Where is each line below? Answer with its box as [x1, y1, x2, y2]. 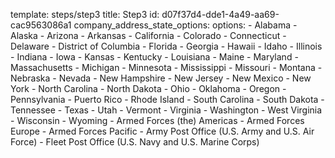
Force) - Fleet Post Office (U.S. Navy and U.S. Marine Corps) [10, 136, 260, 148]
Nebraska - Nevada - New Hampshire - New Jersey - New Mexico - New [10, 72, 312, 84]
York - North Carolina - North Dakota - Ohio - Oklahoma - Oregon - [10, 83, 287, 94]
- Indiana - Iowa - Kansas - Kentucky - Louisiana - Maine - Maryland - [10, 51, 299, 63]
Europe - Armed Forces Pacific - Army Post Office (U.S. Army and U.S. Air [10, 125, 315, 137]
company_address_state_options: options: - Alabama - [73, 19, 298, 31]
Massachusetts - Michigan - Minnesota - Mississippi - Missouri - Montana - [10, 62, 323, 73]
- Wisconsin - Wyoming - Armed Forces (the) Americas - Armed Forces [10, 115, 305, 126]
